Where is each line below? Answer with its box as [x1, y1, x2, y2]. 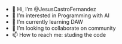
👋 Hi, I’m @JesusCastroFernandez [11, 6, 97, 12]
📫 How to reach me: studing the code [11, 32, 106, 38]
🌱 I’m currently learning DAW [11, 18, 84, 25]
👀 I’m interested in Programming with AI [11, 12, 109, 19]
